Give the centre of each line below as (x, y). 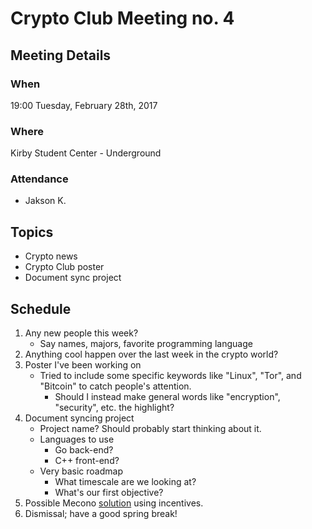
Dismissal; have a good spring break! (101, 514)
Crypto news (51, 256)
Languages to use (77, 439)
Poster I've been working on (83, 365)
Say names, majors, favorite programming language (146, 344)
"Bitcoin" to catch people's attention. (115, 386)
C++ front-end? (87, 461)
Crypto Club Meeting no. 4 (122, 18)
